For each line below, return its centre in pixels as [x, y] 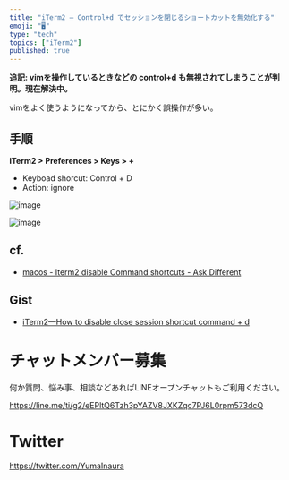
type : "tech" [34, 34]
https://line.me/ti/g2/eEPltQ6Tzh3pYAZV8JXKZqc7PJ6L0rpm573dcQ [136, 405]
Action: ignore [48, 187]
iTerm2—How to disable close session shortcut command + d [136, 321]
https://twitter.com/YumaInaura [67, 466]
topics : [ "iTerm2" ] [46, 43]
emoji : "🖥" [30, 26]
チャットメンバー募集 [88, 360]
